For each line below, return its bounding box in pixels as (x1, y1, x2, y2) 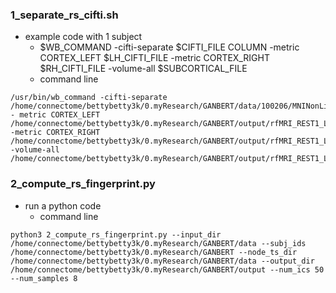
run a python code (24, 199, 102, 212)
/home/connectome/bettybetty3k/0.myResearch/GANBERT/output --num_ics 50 (10, 264, 325, 275)
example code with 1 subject (24, 31, 143, 43)
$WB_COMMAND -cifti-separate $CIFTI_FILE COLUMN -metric (39, 41, 300, 53)
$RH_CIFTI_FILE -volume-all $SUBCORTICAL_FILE (39, 63, 248, 75)
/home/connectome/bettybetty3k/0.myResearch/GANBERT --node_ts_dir (10, 247, 298, 257)
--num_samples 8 (10, 273, 78, 283)
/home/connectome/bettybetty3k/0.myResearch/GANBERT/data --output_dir (10, 256, 315, 266)
